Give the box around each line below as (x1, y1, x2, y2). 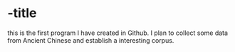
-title (7, 5, 37, 21)
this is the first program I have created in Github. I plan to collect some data (7, 28, 229, 37)
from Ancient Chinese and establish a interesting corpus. (7, 36, 174, 44)
